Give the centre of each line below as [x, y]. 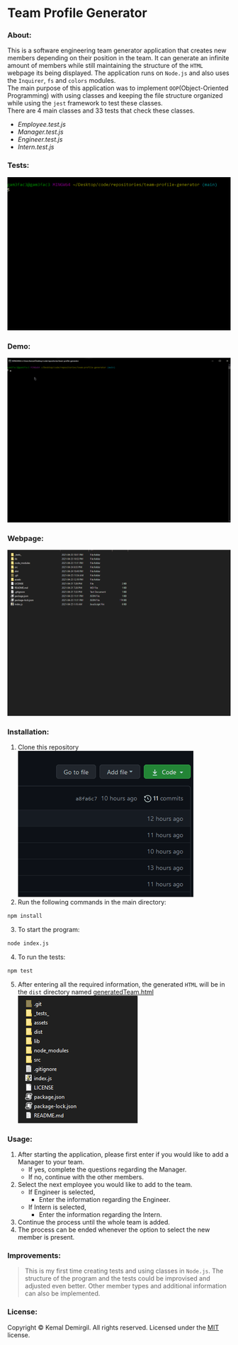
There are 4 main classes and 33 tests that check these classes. [101, 110]
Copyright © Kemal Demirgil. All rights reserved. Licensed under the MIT [113, 1327]
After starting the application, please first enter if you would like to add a [123, 1154]
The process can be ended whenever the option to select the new [114, 1230]
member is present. [46, 1237]
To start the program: [49, 930]
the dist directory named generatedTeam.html [86, 992]
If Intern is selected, [57, 1207]
